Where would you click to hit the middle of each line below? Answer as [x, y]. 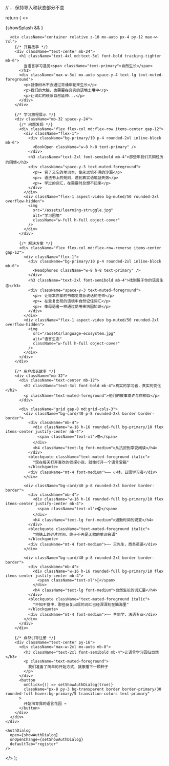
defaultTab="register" [34, 744]
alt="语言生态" [47, 339]
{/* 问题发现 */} [36, 125]
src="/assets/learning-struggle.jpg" [73, 210]
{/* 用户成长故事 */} [35, 371]
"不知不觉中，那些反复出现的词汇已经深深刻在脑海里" [81, 604]
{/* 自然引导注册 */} [35, 638]
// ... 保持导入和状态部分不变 [35, 7]
